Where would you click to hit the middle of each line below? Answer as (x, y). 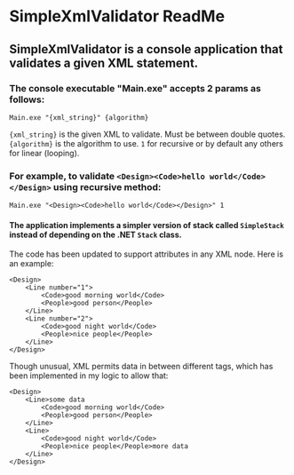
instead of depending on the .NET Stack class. (95, 234)
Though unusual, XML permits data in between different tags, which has (141, 367)
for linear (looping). (44, 153)
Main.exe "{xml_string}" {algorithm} (79, 117)
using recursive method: (107, 186)
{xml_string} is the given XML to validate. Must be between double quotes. (147, 134)
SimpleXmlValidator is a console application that (146, 49)
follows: (27, 99)
